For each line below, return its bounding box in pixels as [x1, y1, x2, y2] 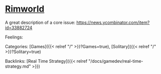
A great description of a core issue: [5, 19, 76, 25]
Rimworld [5, 3, 45, 15]
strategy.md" [5, 63, 31, 69]
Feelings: [5, 34, 23, 40]
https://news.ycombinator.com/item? [76, 19, 150, 25]
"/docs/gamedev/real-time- [88, 58, 144, 64]
